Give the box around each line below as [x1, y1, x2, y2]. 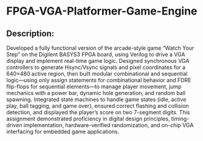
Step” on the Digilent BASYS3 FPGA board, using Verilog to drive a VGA [6, 51, 185, 58]
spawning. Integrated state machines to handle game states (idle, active [6, 96, 187, 103]
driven [6, 122, 22, 128]
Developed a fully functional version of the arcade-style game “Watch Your [6, 44, 194, 51]
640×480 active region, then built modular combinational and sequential [6, 70, 188, 77]
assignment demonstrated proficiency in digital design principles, [6, 115, 170, 122]
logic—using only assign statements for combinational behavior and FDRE [6, 77, 191, 84]
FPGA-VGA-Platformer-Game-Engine [6, 4, 198, 18]
